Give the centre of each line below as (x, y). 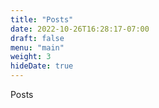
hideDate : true (42, 66)
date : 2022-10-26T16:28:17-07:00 (80, 29)
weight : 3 (31, 57)
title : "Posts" (42, 19)
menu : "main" (37, 47)
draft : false (37, 38)
